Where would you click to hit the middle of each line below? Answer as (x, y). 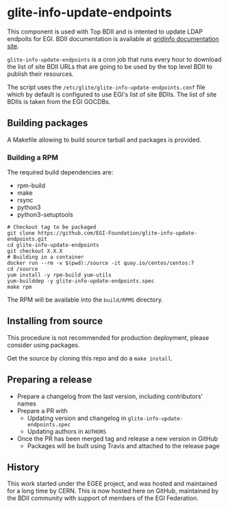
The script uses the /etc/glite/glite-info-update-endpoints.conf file (106, 87)
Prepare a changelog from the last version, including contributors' (110, 396)
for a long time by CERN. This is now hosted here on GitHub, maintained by (113, 491)
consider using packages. (43, 345)
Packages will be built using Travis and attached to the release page (124, 445)
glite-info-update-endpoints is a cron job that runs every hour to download (114, 59)
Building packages (48, 123)
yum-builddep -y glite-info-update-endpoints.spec (81, 281)
